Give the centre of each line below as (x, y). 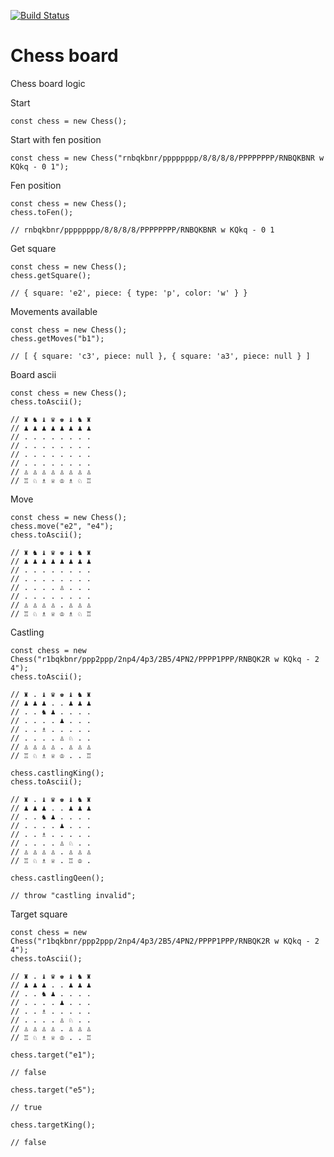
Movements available (54, 311)
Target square (39, 914)
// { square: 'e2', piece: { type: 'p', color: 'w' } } (129, 293)
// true (26, 1107)
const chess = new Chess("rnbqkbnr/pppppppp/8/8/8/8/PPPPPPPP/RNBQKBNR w (167, 158)
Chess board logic (48, 83)
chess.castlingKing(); (57, 773)
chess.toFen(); (42, 212)
